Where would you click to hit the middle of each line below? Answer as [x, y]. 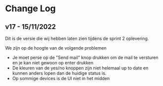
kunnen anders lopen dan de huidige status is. [59, 73]
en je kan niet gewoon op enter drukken [53, 63]
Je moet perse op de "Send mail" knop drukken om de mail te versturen [85, 57]
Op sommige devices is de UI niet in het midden [61, 78]
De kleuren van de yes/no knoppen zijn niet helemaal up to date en [80, 68]
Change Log [30, 9]
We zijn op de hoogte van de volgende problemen [56, 48]
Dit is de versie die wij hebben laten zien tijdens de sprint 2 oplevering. [77, 38]
